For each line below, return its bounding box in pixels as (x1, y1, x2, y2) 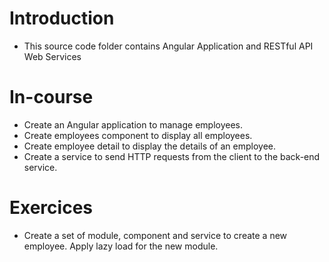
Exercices (9, 197, 93, 219)
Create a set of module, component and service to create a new (23, 229, 288, 241)
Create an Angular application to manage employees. (23, 118, 244, 131)
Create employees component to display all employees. (23, 129, 253, 141)
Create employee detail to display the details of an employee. (23, 140, 277, 152)
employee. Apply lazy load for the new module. (23, 240, 219, 252)
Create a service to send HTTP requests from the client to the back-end (23, 150, 321, 162)
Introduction (9, 7, 115, 30)
